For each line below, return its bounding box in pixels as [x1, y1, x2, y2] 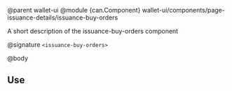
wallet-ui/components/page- [142, 6, 226, 14]
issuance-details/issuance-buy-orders [7, 13, 118, 22]
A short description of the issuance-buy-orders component [7, 27, 179, 35]
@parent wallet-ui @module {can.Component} [7, 6, 141, 14]
